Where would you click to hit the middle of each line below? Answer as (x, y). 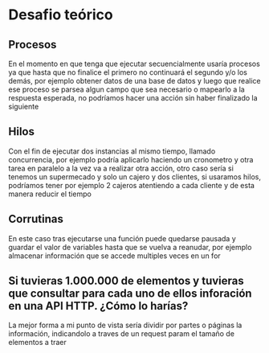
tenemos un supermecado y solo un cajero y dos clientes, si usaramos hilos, (134, 176)
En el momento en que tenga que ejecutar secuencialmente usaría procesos (134, 64)
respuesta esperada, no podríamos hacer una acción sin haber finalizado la (133, 98)
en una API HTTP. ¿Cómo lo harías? (98, 306)
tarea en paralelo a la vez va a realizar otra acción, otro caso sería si (121, 168)
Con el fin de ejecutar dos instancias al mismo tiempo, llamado (112, 151)
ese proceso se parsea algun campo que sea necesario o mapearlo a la (126, 89)
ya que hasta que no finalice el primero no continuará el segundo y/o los (128, 72)
